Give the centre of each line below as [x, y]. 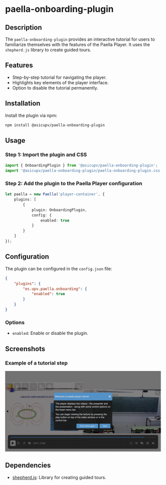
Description [23, 27]
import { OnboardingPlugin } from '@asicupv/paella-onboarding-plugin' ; [82, 165]
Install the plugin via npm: [31, 115]
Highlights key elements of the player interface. [60, 82]
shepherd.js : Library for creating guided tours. [59, 477]
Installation [23, 103]
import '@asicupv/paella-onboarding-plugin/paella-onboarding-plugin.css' [84, 171]
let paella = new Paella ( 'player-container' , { [55, 194]
